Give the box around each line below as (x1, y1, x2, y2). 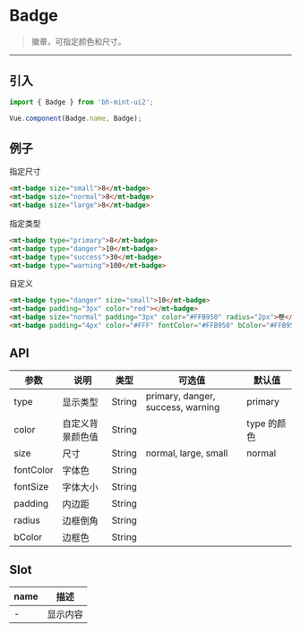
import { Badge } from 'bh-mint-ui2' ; (9, 98, 154, 107)
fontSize (13, 480, 49, 492)
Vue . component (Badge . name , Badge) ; (9, 114, 142, 123)
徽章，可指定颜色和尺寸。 (30, 36, 126, 47)
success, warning (145, 400, 220, 413)
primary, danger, (145, 389, 217, 402)
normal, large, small (145, 447, 228, 459)
